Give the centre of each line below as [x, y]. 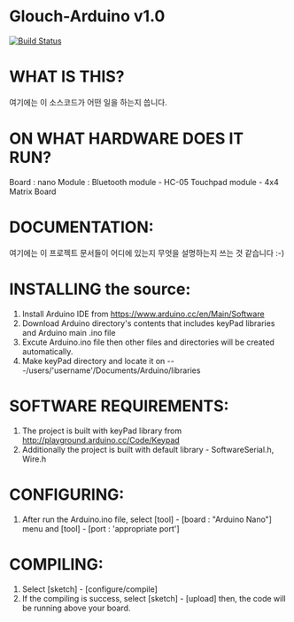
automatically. [47, 351]
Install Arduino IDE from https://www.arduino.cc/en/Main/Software [143, 314]
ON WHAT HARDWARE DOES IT [127, 139]
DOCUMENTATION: [81, 227]
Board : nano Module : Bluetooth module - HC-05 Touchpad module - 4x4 [144, 182]
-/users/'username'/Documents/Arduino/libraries [111, 370]
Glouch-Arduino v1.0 [87, 16]
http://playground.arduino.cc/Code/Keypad [101, 439]
